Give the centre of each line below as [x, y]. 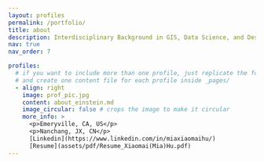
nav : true [24, 45]
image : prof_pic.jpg [56, 95]
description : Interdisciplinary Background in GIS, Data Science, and [126, 37]
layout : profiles [37, 15]
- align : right [40, 88]
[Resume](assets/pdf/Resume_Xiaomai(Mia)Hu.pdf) [110, 146]
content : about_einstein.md [68, 103]
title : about [29, 30]
